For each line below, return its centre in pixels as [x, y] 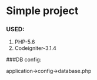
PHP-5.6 [25, 42]
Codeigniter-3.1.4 [36, 48]
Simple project [42, 11]
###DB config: [24, 59]
